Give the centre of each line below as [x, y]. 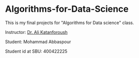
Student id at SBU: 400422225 [36, 51]
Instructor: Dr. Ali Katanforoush [36, 32]
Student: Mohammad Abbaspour [38, 42]
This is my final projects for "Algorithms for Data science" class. [69, 23]
